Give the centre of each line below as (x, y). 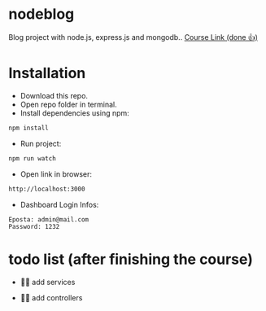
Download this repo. (54, 95)
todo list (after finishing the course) (131, 259)
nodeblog (41, 14)
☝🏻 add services (48, 283)
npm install (28, 128)
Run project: (41, 143)
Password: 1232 (34, 227)
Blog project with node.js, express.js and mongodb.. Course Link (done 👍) (133, 37)
